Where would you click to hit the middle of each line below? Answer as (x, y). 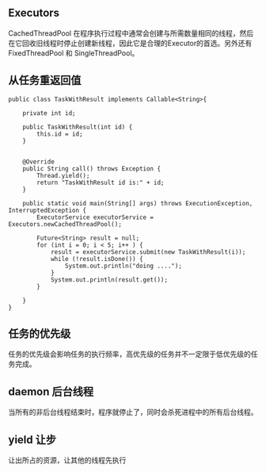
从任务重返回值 (45, 81)
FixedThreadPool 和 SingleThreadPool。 (74, 53)
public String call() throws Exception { (91, 169)
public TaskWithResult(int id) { (78, 127)
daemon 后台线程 (51, 391)
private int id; (49, 113)
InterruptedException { (47, 210)
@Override (39, 162)
